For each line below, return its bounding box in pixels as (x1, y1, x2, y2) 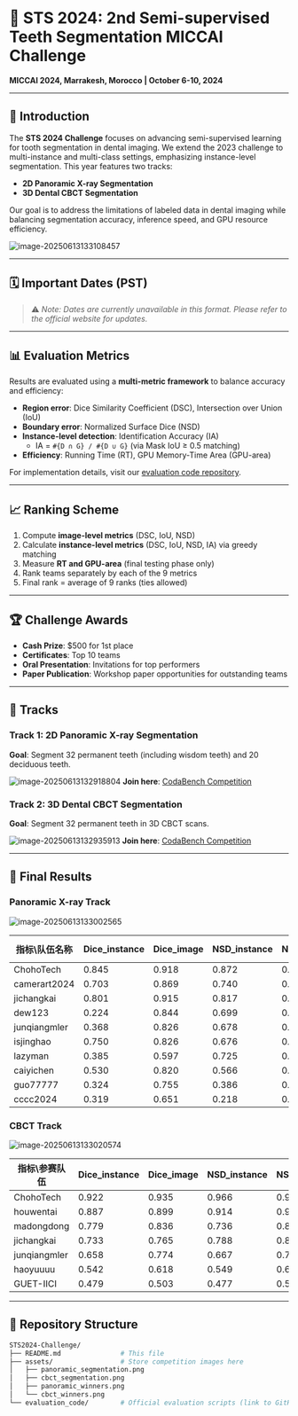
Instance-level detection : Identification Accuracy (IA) (21, 431, 219, 442)
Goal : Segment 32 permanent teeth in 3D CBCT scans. (9, 818, 210, 828)
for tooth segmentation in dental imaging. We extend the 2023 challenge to (9, 142, 284, 153)
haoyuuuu (13, 1263, 56, 1275)
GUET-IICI (13, 1277, 58, 1289)
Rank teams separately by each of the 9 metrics (21, 567, 198, 579)
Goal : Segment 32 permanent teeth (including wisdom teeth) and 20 (9, 749, 259, 760)
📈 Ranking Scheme (9, 502, 120, 517)
